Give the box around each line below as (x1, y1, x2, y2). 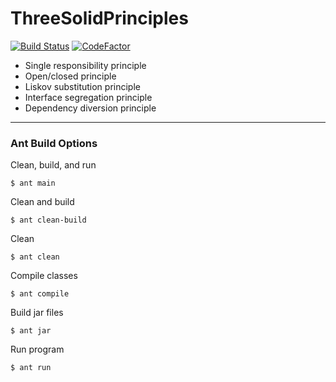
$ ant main (10, 178, 56, 189)
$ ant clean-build (10, 215, 87, 226)
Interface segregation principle (24, 91, 153, 103)
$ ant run (10, 363, 52, 373)
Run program (10, 343, 65, 356)
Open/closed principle (24, 70, 117, 82)
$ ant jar (10, 326, 52, 336)
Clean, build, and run (10, 159, 97, 171)
